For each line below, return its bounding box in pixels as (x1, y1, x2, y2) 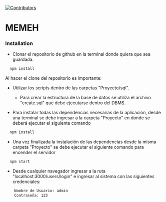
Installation (5, 40, 33, 47)
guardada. (12, 56, 34, 62)
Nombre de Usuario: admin (14, 189, 68, 194)
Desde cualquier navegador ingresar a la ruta (12, 168, 106, 174)
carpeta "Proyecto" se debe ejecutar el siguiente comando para (12, 144, 144, 150)
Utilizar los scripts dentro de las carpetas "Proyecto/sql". (12, 85, 129, 91)
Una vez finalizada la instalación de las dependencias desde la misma (12, 139, 156, 145)
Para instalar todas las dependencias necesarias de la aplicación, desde (12, 110, 161, 116)
